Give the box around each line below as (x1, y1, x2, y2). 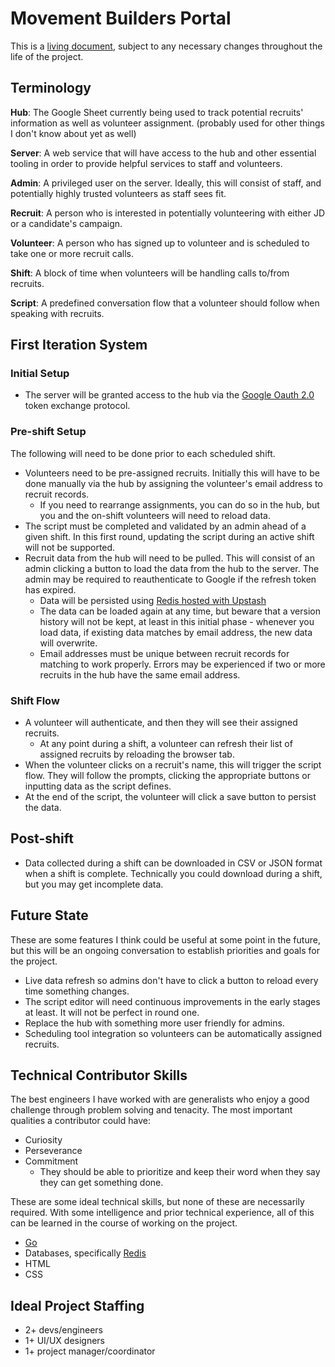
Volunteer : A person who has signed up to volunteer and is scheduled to (10, 237, 310, 249)
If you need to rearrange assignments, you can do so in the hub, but (39, 498, 320, 511)
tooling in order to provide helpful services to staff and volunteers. (10, 157, 283, 169)
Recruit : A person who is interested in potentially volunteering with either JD (10, 207, 326, 219)
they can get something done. (39, 1177, 164, 1189)
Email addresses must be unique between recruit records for (39, 647, 290, 659)
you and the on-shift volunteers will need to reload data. (39, 509, 271, 521)
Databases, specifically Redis (24, 1247, 147, 1259)
